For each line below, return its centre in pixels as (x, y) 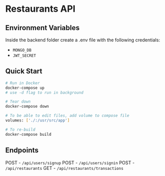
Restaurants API (40, 9)
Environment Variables (43, 28)
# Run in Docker (23, 83)
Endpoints (22, 150)
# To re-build (20, 130)
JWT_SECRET (24, 56)
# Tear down (18, 102)
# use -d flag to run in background (44, 92)
